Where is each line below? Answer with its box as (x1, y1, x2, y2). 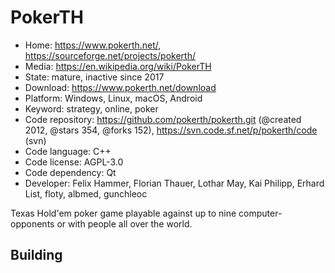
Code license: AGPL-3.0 (24, 156, 124, 168)
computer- (238, 207, 283, 219)
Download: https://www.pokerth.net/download (24, 81, 217, 93)
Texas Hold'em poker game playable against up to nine (10, 207, 237, 219)
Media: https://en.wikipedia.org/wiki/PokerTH (24, 60, 212, 72)
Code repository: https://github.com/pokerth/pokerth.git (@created (24, 113, 302, 125)
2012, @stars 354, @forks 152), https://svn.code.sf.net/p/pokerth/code (24, 124, 318, 136)
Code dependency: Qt (24, 166, 117, 178)
